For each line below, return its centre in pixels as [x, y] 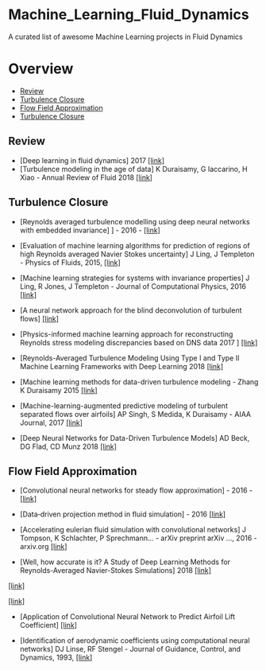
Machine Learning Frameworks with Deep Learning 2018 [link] [121, 366]
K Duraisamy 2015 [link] [58, 390]
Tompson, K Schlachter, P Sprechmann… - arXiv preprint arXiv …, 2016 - [138, 538]
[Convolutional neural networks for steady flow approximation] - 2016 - [136, 490]
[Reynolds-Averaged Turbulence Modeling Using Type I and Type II [129, 358]
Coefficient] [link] [48, 625]
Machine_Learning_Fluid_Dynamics [129, 15]
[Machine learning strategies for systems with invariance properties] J [135, 278]
